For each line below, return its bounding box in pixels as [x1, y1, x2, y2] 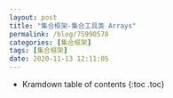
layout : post [9, 12, 58, 22]
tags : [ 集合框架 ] [9, 46, 68, 55]
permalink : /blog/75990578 [9, 29, 109, 38]
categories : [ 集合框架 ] [9, 37, 91, 47]
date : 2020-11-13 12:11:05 [9, 54, 109, 63]
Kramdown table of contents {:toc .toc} [21, 79, 165, 89]
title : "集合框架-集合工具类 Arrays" [9, 21, 137, 30]
